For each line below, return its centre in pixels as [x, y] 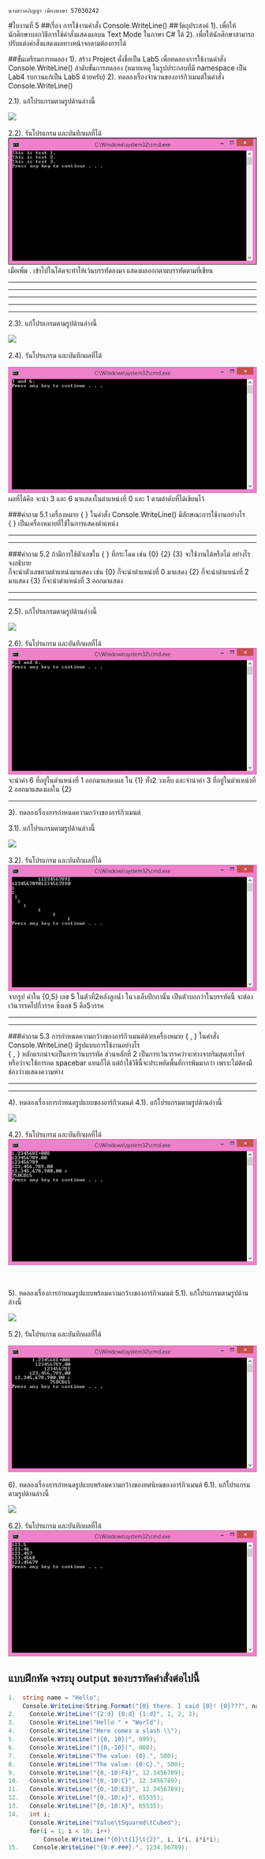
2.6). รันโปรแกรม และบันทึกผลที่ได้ [55, 643]
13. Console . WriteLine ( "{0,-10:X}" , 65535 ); [86, 1806]
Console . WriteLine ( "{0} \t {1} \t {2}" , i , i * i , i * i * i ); [132, 1839]
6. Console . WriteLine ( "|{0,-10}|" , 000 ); [82, 1748]
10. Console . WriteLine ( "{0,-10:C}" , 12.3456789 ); [95, 1781]
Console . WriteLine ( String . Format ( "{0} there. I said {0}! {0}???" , [135, 1706]
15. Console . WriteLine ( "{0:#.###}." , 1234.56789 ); [99, 1848]
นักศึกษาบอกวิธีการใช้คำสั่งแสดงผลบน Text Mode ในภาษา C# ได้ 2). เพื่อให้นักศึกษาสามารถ [131, 34]
